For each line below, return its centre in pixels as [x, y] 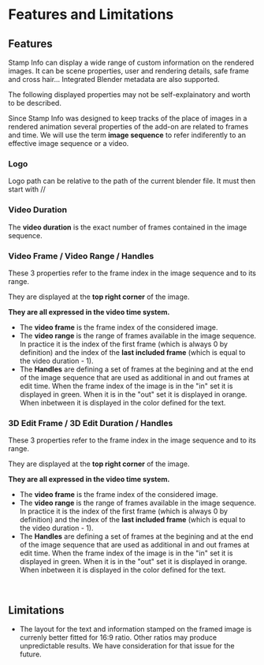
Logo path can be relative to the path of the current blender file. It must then [132, 181]
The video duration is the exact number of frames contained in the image [128, 227]
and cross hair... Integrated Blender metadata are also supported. [114, 79]
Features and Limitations [91, 15]
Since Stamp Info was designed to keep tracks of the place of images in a [128, 118]
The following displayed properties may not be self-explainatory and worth [129, 95]
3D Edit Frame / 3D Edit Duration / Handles [91, 423]
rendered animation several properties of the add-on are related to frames [128, 127]
